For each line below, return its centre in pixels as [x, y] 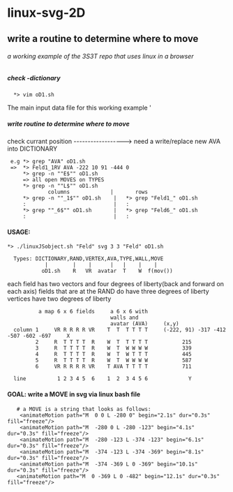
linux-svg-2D [46, 13]
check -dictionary [34, 77]
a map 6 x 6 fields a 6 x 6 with [93, 312]
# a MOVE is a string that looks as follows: [84, 409]
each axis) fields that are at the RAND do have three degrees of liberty [108, 292]
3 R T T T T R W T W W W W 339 [113, 348]
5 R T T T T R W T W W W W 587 [113, 361]
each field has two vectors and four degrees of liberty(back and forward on [116, 284]
